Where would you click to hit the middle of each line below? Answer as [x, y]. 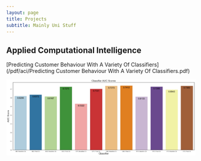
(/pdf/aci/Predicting [31, 71]
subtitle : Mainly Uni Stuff [41, 25]
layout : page [22, 13]
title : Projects [26, 19]
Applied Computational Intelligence [74, 50]
